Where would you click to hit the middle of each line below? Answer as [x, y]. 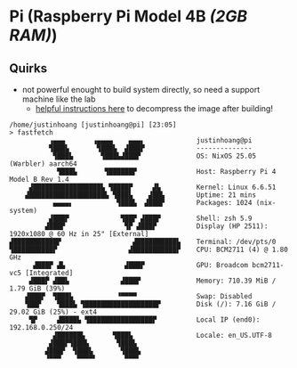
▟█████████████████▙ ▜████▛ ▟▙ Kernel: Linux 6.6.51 [153, 187]
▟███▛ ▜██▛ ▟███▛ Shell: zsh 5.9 [150, 218]
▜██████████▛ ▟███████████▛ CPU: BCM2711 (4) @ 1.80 [149, 249]
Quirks [28, 68]
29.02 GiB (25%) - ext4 [53, 312]
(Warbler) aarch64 [43, 164]
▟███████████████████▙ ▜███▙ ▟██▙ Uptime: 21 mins [140, 195]
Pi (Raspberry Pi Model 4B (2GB [128, 16]
